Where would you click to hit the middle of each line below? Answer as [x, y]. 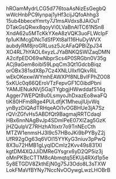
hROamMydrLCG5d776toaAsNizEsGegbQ [56, 8]
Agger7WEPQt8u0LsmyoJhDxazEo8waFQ [57, 95]
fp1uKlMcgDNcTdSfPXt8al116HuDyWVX [54, 39]
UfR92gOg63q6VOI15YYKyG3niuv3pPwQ [56, 139]
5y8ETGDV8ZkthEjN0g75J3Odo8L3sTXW [56, 164]
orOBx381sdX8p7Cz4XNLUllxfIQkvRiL [52, 70]
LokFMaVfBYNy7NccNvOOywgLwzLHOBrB [58, 170]
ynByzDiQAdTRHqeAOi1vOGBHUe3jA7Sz [55, 108]
